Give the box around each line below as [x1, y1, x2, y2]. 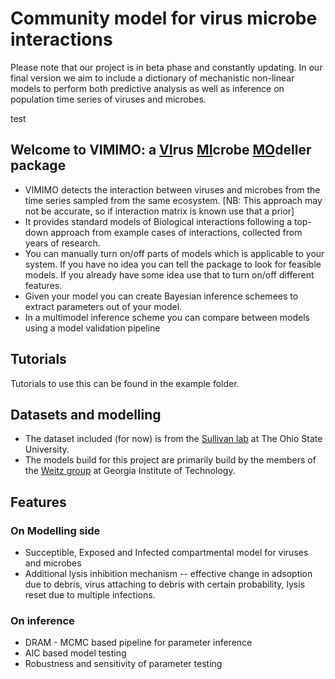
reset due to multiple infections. [24, 589, 156, 601]
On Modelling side [10, 523, 101, 537]
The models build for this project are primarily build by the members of [24, 454, 317, 466]
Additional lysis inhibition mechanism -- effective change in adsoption [24, 568, 313, 580]
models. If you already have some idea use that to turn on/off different [24, 268, 315, 281]
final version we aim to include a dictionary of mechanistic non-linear [10, 72, 295, 84]
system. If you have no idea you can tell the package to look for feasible [24, 258, 322, 270]
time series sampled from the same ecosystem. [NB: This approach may [24, 194, 323, 206]
